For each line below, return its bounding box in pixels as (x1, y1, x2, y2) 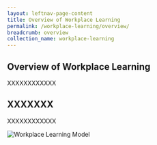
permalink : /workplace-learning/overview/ (7, 23, 130, 29)
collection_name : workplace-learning (7, 36, 115, 42)
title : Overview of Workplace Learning (7, 16, 121, 23)
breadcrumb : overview (7, 29, 69, 36)
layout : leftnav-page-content (7, 10, 94, 17)
